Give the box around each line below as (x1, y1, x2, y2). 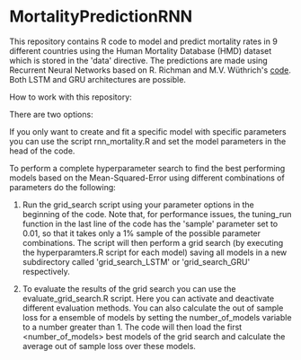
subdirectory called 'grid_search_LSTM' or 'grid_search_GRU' (22, 256, 251, 267)
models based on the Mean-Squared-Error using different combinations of (9, 172, 285, 183)
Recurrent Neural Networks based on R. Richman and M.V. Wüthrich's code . (9, 65, 292, 75)
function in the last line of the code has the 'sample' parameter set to (22, 218, 279, 229)
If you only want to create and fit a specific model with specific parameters (9, 126, 287, 136)
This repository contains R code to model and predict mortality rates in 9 (9, 36, 279, 47)
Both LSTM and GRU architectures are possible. (9, 74, 187, 84)
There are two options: (9, 109, 93, 119)
